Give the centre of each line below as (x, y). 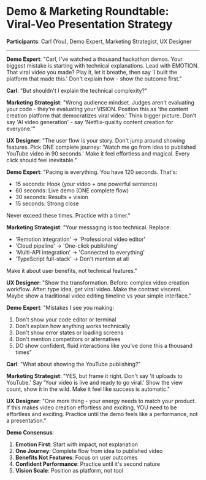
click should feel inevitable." (42, 160)
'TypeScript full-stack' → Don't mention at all (72, 259)
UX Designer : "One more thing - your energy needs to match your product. (101, 401)
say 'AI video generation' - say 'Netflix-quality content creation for (90, 122)
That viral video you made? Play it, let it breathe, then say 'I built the (92, 72)
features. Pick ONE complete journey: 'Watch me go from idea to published (101, 147)
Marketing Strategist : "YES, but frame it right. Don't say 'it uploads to (94, 376)
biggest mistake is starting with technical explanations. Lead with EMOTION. (103, 65)
